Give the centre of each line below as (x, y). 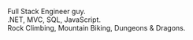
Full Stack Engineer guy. (46, 11)
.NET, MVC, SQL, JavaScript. (54, 20)
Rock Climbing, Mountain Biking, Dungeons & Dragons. (96, 28)
